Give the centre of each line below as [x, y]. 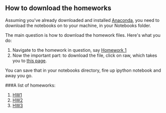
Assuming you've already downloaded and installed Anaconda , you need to [83, 20]
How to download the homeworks [58, 8]
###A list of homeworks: [30, 85]
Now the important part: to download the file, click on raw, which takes [85, 55]
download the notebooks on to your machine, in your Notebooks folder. [78, 25]
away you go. [19, 75]
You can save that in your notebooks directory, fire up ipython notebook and [83, 70]
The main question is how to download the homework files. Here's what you [83, 35]
